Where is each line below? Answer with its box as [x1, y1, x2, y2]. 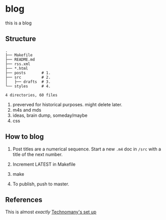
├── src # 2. [5, 75, 51, 80]
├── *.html [5, 66, 28, 71]
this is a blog [5, 20, 32, 26]
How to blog [5, 133, 44, 141]
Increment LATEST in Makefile [12, 161, 76, 167]
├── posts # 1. [5, 70, 51, 75]
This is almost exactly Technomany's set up [5, 209, 97, 215]
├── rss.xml [5, 61, 30, 67]
